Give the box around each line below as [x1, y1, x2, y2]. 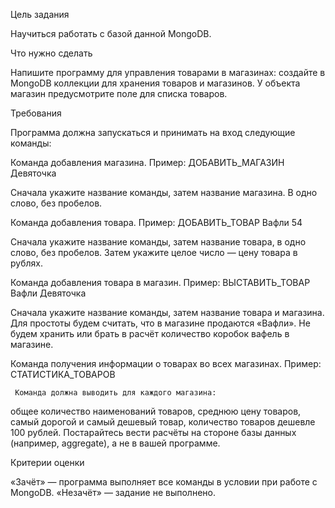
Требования [10, 107, 62, 119]
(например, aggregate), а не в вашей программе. [10, 437, 221, 449]
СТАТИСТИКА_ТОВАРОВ [10, 369, 116, 380]
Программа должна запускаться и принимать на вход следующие [10, 127, 296, 138]
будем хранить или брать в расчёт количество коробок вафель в [10, 328, 290, 339]
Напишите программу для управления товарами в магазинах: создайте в [10, 67, 326, 78]
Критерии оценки [10, 457, 85, 468]
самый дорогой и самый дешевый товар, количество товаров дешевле [10, 416, 316, 428]
